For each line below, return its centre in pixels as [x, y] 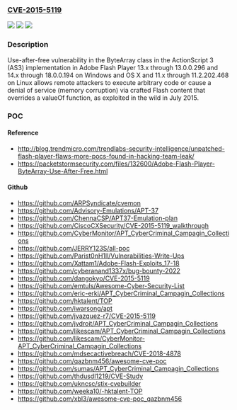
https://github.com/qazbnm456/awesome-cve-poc [92, 361]
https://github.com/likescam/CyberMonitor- [81, 338]
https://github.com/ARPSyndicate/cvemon [79, 203]
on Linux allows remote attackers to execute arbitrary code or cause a [109, 82]
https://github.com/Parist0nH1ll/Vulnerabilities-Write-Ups [101, 256]
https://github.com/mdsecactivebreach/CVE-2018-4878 [99, 353]
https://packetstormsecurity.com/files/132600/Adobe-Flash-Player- [116, 164]
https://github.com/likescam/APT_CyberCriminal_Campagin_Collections [121, 331]
